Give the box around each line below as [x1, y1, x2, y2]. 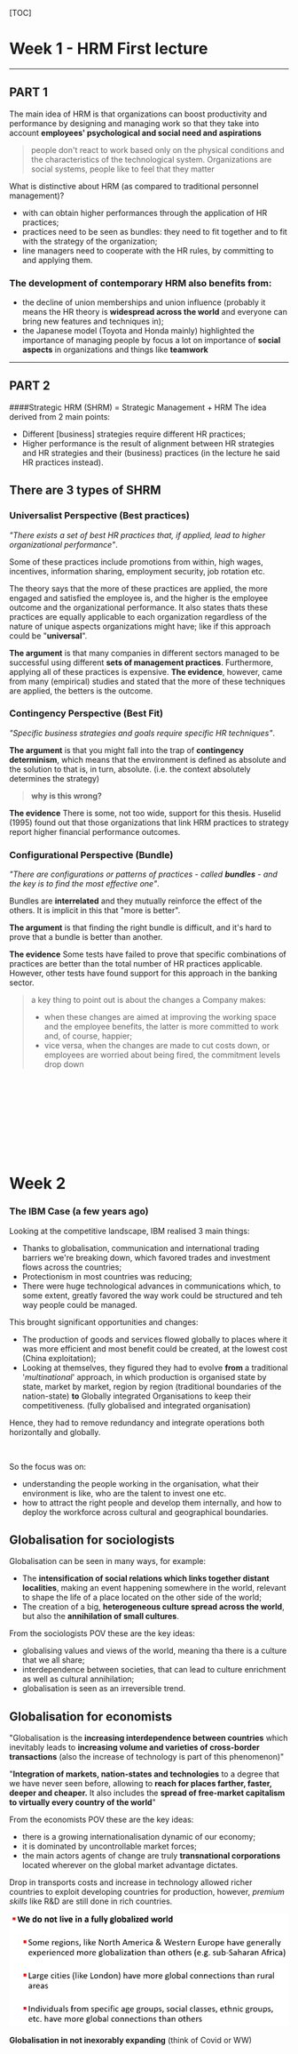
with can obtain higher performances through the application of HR [21, 207, 268, 218]
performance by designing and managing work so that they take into [9, 117, 260, 128]
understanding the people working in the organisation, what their [21, 1478, 260, 1488]
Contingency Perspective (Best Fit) [9, 707, 164, 719]
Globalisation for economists [9, 1709, 173, 1724]
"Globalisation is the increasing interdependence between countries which [9, 1733, 288, 1744]
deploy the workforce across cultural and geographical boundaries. [21, 1506, 269, 1517]
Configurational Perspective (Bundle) [9, 848, 174, 861]
